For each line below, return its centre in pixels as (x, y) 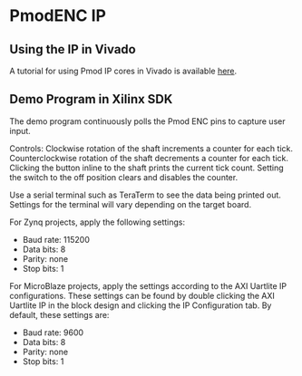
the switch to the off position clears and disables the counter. (124, 177)
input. (20, 130)
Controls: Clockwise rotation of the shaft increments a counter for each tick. (151, 148)
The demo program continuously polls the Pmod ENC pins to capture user (147, 121)
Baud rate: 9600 (53, 333)
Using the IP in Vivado (73, 49)
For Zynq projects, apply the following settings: (97, 222)
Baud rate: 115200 (56, 239)
